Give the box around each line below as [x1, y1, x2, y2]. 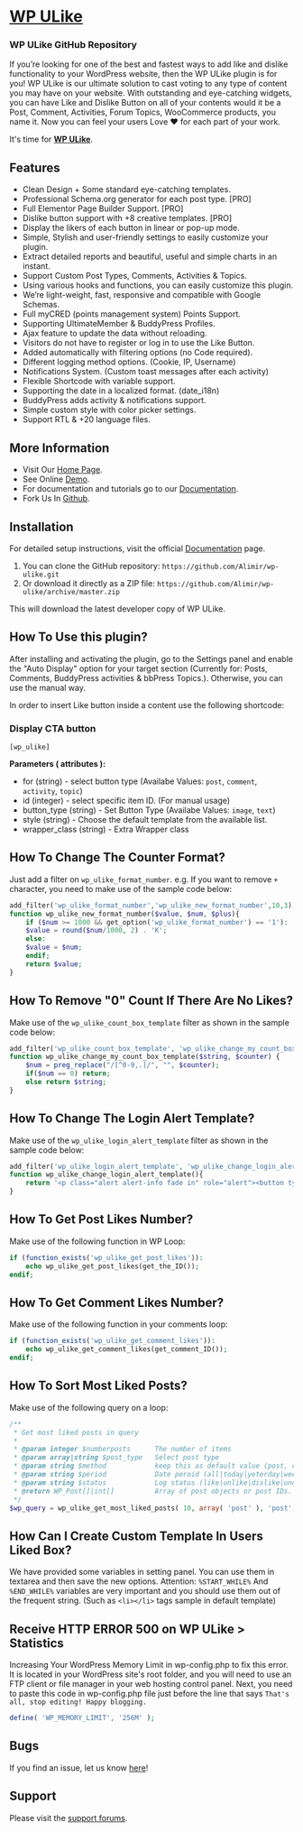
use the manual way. [9, 682, 86, 693]
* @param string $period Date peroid [13, 1470, 200, 1479]
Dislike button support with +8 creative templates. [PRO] [22, 213, 233, 224]
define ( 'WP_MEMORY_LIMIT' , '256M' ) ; [9, 1714, 155, 1723]
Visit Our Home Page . [22, 465, 104, 475]
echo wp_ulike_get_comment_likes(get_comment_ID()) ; [25, 1345, 228, 1354]
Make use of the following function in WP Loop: [9, 1236, 186, 1247]
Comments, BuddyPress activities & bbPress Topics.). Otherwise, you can [9, 672, 284, 683]
